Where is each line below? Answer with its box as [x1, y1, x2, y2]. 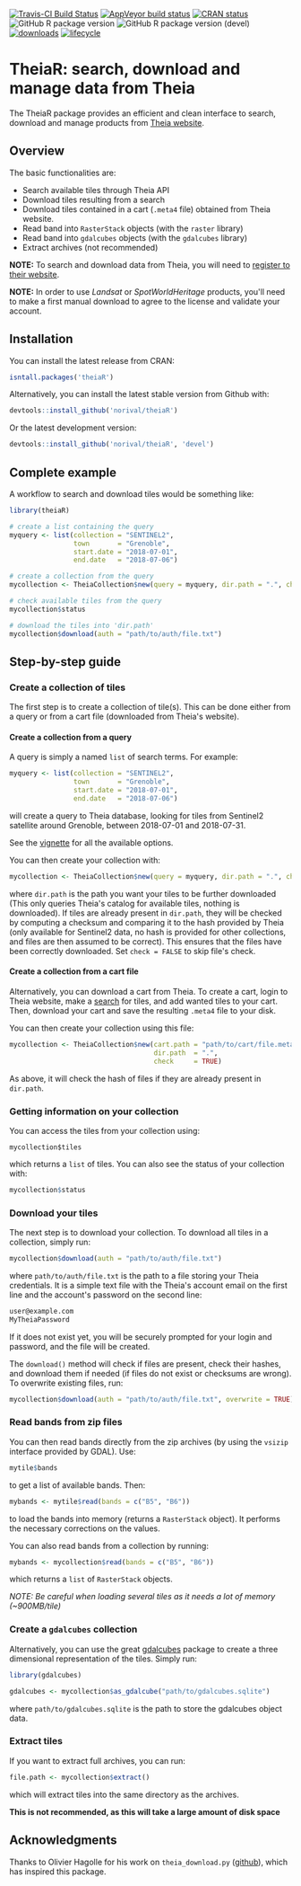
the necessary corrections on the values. [9, 1523, 161, 1534]
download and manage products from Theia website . [9, 117, 204, 128]
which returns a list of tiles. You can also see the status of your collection [9, 1158, 285, 1169]
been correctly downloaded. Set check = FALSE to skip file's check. [9, 945, 256, 956]
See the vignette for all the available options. [9, 837, 174, 848]
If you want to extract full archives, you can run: [9, 1755, 186, 1766]
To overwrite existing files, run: [9, 1377, 124, 1388]
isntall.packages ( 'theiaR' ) [9, 373, 115, 382]
